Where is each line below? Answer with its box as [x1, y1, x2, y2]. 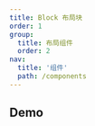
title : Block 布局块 [9, 13, 83, 22]
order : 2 [17, 47, 51, 56]
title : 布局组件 [17, 38, 74, 48]
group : [9, 30, 34, 39]
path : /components [17, 72, 88, 81]
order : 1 [9, 22, 43, 31]
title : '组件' [17, 64, 68, 73]
